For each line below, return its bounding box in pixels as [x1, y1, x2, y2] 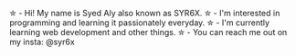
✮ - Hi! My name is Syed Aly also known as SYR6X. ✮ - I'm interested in [9, 8, 280, 18]
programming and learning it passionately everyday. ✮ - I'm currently [9, 17, 270, 28]
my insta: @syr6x [9, 36, 75, 47]
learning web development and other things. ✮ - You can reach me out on [9, 27, 288, 37]
